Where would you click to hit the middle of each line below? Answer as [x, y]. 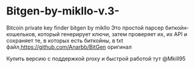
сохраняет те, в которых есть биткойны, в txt [65, 40]
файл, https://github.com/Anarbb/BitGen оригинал [69, 47]
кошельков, [21, 34]
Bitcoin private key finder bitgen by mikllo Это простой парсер [85, 28]
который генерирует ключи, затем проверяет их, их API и [112, 34]
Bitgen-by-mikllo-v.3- [63, 11]
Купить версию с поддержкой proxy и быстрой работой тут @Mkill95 [96, 58]
